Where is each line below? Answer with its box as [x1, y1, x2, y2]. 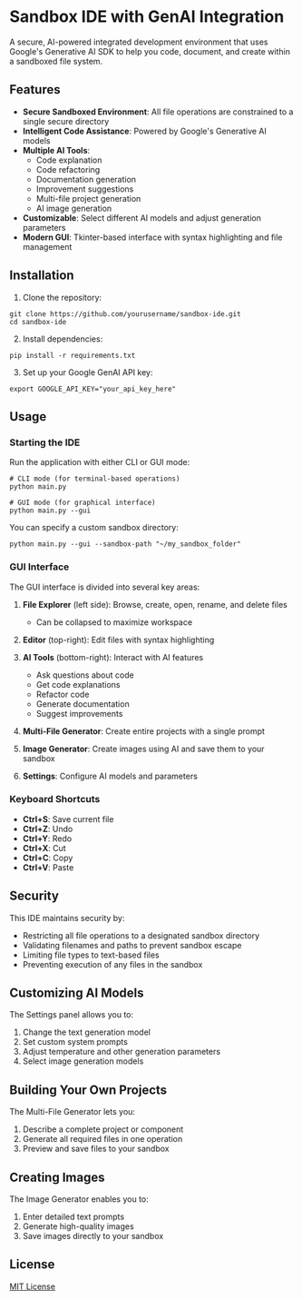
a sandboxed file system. [9, 55, 103, 66]
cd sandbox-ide [9, 317, 67, 326]
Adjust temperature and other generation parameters [22, 1047, 220, 1057]
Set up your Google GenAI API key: [22, 366, 153, 378]
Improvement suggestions [35, 184, 134, 194]
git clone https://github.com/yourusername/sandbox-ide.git [9, 309, 242, 319]
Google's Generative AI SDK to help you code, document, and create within [9, 45, 290, 56]
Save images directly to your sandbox [22, 1231, 164, 1242]
